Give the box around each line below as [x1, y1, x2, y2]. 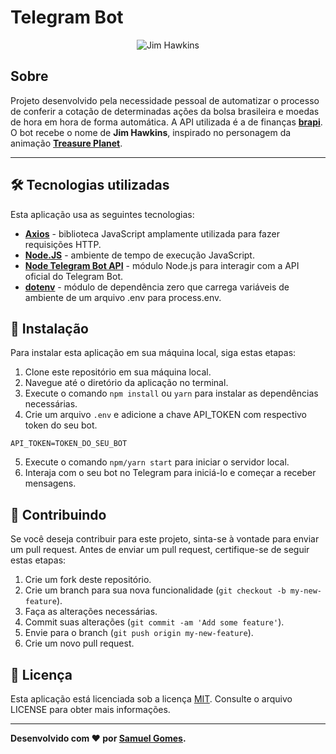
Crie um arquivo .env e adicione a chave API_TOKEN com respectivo [24, 409, 308, 421]
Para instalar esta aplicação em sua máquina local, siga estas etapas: [10, 347, 297, 359]
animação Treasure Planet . [10, 137, 123, 149]
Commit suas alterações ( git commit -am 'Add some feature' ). [24, 616, 285, 628]
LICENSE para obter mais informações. [10, 704, 171, 715]
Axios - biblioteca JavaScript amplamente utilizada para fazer [24, 227, 280, 240]
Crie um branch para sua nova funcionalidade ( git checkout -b [24, 584, 287, 596]
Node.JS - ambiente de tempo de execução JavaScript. [24, 249, 255, 261]
